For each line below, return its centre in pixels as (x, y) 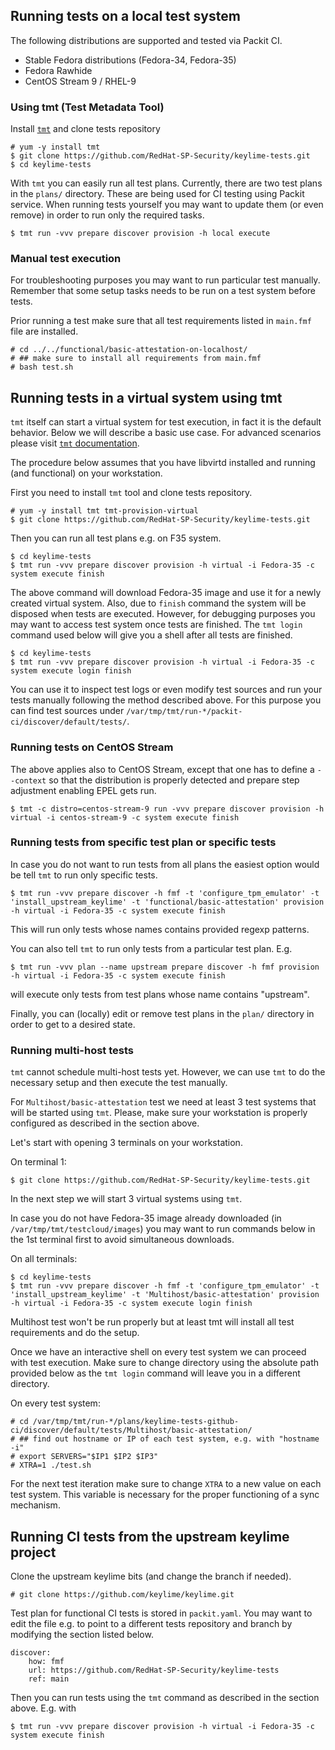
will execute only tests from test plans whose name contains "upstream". (160, 994)
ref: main (49, 1679)
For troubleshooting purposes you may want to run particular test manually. (165, 280)
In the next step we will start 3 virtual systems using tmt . (126, 1199)
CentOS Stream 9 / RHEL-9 (80, 81)
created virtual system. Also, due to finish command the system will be (158, 603)
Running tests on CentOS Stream (92, 747)
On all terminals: (44, 1259)
